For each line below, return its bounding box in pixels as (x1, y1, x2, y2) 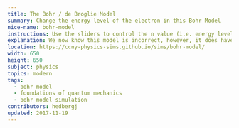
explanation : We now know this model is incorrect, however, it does (7, 37, 218, 44)
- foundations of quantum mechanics (14, 90, 122, 97)
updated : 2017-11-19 (7, 110, 69, 117)
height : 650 (7, 57, 43, 64)
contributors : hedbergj (7, 103, 78, 110)
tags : (7, 76, 23, 84)
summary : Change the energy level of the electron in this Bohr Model (7, 17, 221, 24)
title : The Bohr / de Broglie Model (7, 10, 116, 18)
